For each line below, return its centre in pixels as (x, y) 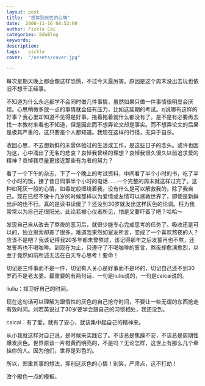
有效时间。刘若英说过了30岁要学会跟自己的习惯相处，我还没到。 (87, 309)
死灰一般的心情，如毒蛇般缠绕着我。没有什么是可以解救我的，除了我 (102, 188)
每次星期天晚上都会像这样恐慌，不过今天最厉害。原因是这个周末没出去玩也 (100, 81)
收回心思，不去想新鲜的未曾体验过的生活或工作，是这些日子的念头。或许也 (100, 145)
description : (23, 46)
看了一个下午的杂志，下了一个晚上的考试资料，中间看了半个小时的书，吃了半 (103, 173)
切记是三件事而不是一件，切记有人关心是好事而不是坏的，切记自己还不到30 (101, 268)
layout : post (23, 12)
